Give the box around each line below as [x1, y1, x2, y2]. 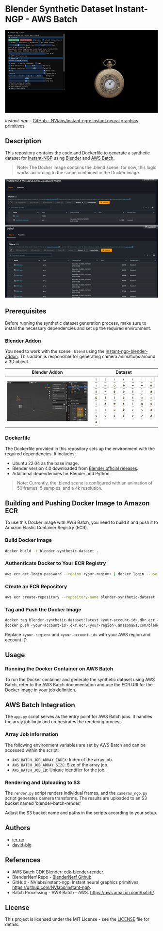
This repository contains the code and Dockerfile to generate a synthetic [5, 150, 150, 156]
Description [5, 137, 41, 145]
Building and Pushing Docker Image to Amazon [5, 499, 150, 507]
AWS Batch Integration [5, 701, 75, 709]
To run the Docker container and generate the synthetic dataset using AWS [5, 676, 155, 682]
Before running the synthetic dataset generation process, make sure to [5, 320, 147, 326]
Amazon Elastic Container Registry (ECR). [5, 525, 88, 531]
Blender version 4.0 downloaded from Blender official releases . [12, 465, 139, 471]
